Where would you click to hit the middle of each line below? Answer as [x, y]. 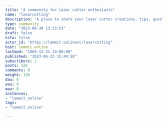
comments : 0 [17, 70]
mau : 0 [12, 89]
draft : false [19, 33]
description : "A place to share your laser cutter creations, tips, [78, 19]
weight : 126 [17, 75]
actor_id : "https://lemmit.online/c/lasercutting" [59, 42]
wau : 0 [12, 84]
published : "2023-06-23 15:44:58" [41, 56]
